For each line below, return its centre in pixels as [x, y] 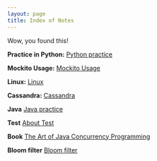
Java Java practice [35, 109]
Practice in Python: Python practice [60, 54]
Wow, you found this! [38, 40]
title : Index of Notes [41, 20]
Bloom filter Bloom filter [42, 150]
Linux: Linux [25, 81]
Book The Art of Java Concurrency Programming [79, 136]
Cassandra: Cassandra [41, 95]
